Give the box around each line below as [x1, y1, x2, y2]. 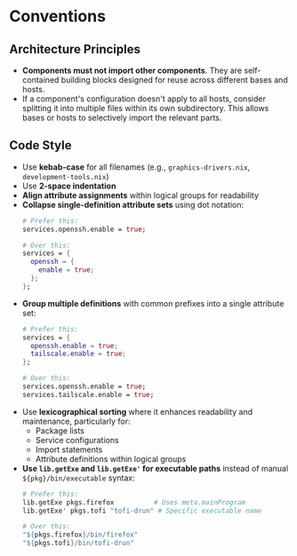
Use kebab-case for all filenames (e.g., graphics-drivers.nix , [21, 162, 251, 172]
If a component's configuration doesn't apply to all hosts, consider [21, 93, 267, 104]
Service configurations [35, 434, 119, 445]
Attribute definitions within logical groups [35, 453, 187, 464]
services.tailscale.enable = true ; [21, 390, 155, 399]
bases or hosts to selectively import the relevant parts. [21, 113, 222, 123]
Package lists [35, 425, 84, 436]
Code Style [9, 138, 72, 153]
